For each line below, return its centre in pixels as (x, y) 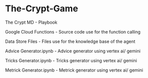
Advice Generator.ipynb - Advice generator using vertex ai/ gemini (73, 51)
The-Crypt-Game (42, 9)
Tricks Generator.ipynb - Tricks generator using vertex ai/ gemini (71, 60)
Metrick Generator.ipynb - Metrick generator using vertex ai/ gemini (74, 70)
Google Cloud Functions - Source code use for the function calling (73, 32)
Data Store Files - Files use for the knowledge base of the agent (70, 41)
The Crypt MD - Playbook (31, 22)
